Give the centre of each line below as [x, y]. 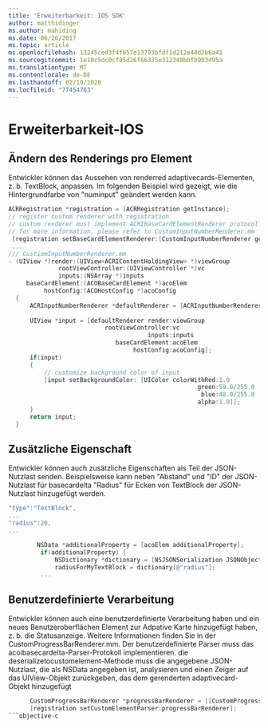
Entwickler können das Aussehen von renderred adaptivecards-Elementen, [132, 178]
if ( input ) [45, 357]
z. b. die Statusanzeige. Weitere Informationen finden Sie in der [112, 636]
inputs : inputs [171, 336]
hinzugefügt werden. [71, 494]
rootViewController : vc [142, 328]
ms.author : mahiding [43, 30]
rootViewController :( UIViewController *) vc [132, 269]
